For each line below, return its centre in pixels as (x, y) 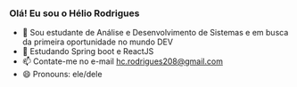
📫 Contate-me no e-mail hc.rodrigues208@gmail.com (122, 61)
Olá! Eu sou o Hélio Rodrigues (74, 13)
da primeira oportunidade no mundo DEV (98, 42)
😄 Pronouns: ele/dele (62, 75)
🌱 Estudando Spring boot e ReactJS (88, 51)
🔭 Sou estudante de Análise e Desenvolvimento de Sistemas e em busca (155, 33)
